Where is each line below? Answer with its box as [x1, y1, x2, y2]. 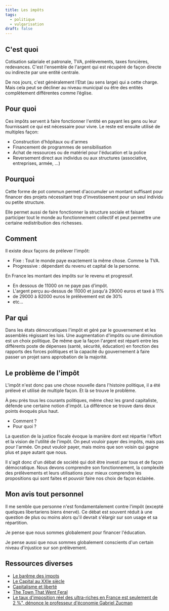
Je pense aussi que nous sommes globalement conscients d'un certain [5, 539, 154, 545]
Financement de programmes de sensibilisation [12, 144, 112, 150]
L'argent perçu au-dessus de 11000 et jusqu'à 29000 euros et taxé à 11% [12, 288, 164, 294]
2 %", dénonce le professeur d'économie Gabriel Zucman [12, 599, 133, 606]
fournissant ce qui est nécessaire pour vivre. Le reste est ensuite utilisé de [5, 123, 160, 129]
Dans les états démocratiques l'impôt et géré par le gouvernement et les [5, 327, 156, 333]
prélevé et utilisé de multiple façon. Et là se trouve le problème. [5, 387, 137, 393]
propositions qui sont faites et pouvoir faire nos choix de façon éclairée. [5, 475, 155, 481]
